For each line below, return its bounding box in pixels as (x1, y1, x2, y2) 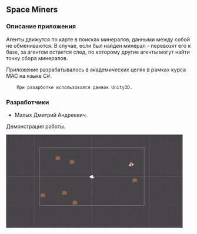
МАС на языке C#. (6, 72, 52, 79)
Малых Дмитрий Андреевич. (14, 111, 88, 118)
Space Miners (6, 5, 58, 15)
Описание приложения (6, 22, 76, 31)
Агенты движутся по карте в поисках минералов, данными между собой (6, 35, 190, 43)
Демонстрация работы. (6, 123, 66, 130)
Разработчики (6, 98, 49, 106)
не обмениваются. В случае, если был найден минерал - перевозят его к (6, 42, 191, 49)
